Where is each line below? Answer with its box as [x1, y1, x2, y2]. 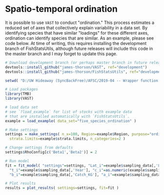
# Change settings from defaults [5, 145, 73, 150]
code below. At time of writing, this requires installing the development [5, 40, 147, 46]
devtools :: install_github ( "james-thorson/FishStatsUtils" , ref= [5, 69, 139, 74]
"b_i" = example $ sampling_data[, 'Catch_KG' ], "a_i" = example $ [9, 172, 132, 177]
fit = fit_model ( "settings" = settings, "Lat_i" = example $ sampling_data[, [5, 163, 156, 168]
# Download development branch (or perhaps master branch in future [5, 60, 147, 65]
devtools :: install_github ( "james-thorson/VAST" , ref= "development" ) [5, 65, 147, 69]
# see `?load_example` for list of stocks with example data [5, 109, 132, 114]
